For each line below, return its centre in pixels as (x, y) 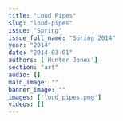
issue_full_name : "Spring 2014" (62, 38)
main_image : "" (34, 82)
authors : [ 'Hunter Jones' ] (53, 60)
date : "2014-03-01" (41, 53)
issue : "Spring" (35, 30)
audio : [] (25, 75)
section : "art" (34, 68)
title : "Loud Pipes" (43, 16)
